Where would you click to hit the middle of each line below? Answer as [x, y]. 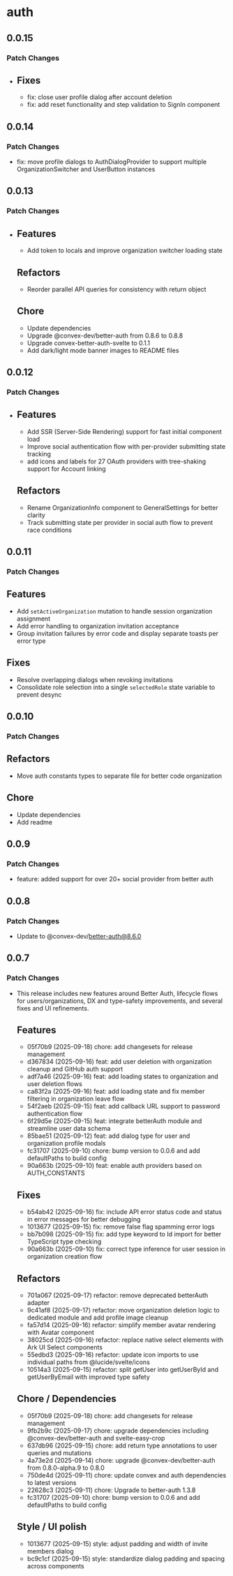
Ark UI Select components [65, 1347]
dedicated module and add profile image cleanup [98, 1317]
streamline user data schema [69, 1129]
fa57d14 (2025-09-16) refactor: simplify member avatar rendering [121, 1325]
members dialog [50, 1551]
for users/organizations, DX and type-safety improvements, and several [120, 1001]
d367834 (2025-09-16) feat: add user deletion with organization [119, 1062]
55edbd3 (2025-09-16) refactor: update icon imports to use [113, 1355]
